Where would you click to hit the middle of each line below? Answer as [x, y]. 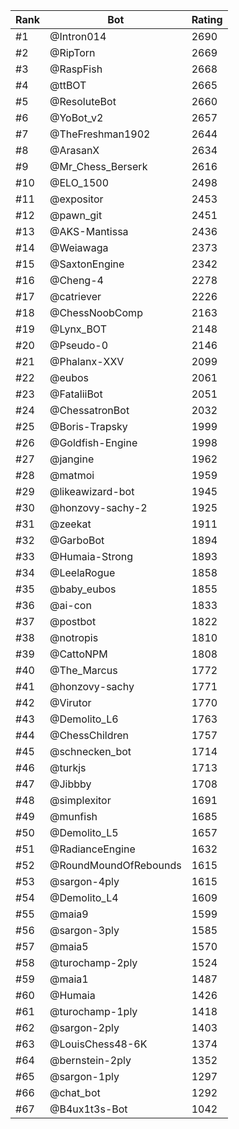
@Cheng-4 [76, 280]
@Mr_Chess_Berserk [98, 166]
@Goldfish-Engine [93, 442]
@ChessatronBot [89, 410]
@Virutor [70, 702]
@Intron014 [78, 36]
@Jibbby [70, 784]
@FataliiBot [76, 394]
